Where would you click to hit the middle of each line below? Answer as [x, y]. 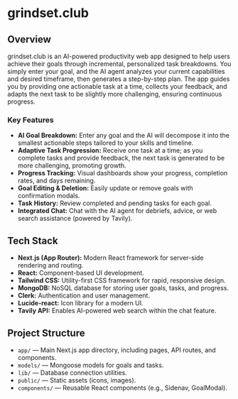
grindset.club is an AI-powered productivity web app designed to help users [119, 56]
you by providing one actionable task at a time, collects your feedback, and [117, 86]
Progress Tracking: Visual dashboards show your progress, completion [123, 173]
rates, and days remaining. [56, 181]
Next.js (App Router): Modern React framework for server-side [110, 258]
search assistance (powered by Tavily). [75, 219]
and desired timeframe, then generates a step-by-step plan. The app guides [119, 79]
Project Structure [46, 333]
